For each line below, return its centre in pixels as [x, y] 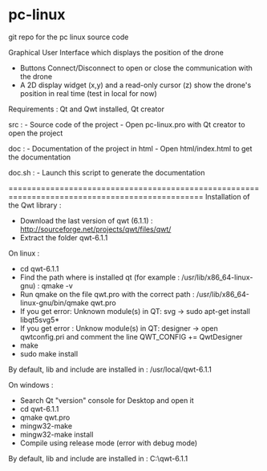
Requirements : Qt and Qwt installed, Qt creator [86, 109]
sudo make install [49, 353]
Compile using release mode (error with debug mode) [109, 443]
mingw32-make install [57, 434]
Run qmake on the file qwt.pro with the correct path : [107, 294]
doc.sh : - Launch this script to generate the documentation [107, 172]
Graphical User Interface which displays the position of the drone [116, 52]
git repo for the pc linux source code [69, 37]
